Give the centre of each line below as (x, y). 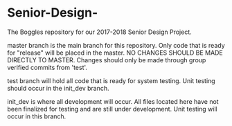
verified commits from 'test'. (47, 67)
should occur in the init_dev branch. (58, 88)
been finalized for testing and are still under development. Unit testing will (112, 109)
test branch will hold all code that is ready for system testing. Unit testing (111, 80)
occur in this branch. (37, 116)
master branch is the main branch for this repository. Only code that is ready (116, 45)
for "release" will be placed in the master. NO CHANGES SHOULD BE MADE (115, 53)
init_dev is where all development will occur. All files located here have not (113, 101)
